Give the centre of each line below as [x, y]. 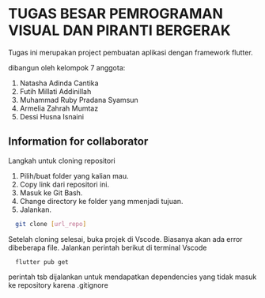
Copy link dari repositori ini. [64, 184]
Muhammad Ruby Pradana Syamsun [79, 100]
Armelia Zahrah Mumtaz [59, 108]
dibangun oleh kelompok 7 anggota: [67, 67]
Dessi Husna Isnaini [52, 116]
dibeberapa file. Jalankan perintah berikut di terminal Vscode [108, 247]
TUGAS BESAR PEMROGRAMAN [115, 14]
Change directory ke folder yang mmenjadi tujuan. [101, 201]
